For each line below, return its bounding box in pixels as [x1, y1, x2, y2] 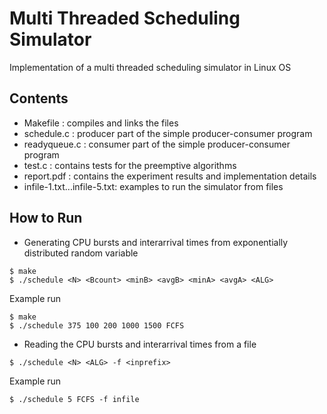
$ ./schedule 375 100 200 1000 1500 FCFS [9, 320, 185, 331]
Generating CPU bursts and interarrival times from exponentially [23, 236, 289, 248]
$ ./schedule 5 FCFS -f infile [9, 394, 140, 404]
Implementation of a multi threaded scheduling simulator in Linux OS [9, 61, 292, 73]
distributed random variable [23, 247, 139, 259]
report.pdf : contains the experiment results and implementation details [23, 170, 317, 182]
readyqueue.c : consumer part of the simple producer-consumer [23, 138, 291, 150]
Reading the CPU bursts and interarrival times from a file [23, 338, 257, 350]
